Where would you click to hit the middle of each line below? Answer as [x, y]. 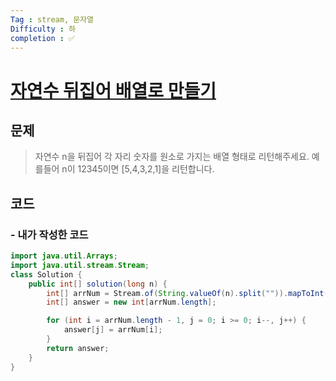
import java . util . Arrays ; [64, 256]
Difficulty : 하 [43, 29]
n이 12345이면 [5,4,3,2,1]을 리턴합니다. [138, 169]
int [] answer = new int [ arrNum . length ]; [131, 302]
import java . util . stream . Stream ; [80, 265]
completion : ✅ [43, 38]
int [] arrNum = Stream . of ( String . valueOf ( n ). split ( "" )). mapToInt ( [187, 293]
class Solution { [46, 274]
